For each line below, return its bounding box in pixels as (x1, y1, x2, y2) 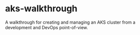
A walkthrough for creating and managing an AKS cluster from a (5, 19, 136, 25)
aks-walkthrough (5, 3, 78, 14)
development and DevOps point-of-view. (5, 24, 88, 30)
